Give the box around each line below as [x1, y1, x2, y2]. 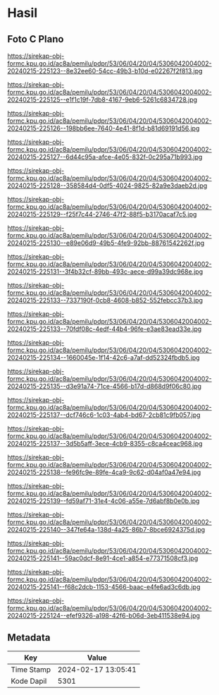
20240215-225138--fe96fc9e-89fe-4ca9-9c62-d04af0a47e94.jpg [7, 468, 201, 476]
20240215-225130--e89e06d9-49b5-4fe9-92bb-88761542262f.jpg [7, 238, 205, 247]
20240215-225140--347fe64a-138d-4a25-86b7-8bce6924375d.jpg [7, 526, 206, 533]
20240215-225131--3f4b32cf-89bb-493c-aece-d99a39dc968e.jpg [7, 267, 204, 276]
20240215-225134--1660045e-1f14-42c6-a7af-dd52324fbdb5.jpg [7, 353, 200, 361]
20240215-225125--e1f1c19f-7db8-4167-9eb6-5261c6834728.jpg [7, 95, 198, 104]
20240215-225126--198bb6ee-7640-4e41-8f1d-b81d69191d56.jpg [7, 124, 200, 132]
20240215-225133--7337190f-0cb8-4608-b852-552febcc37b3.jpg [7, 296, 203, 304]
